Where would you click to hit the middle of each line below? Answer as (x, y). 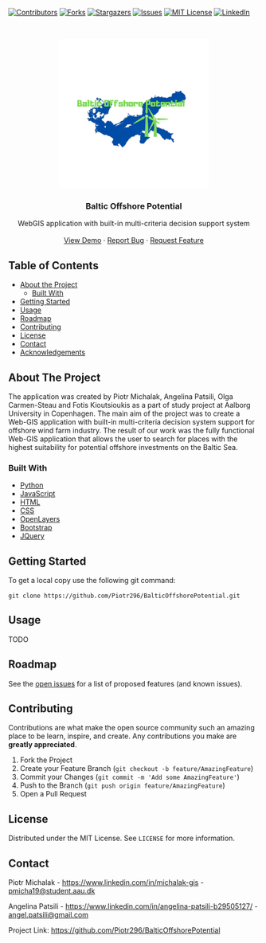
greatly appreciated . (43, 745)
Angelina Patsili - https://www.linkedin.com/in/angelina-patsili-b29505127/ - (133, 906)
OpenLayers (40, 519)
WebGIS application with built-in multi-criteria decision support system (134, 224)
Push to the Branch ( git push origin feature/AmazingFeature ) (122, 785)
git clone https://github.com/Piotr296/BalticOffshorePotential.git (124, 596)
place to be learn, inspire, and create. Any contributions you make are (123, 736)
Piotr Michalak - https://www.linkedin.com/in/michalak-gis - (106, 882)
